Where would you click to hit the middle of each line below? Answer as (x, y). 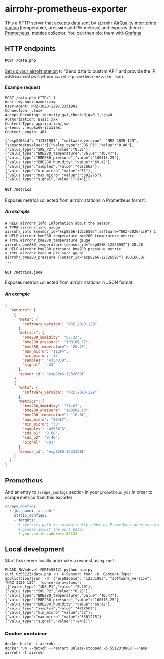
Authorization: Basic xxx (31, 119)
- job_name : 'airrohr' (32, 511)
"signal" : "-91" (39, 442)
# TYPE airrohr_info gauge (32, 227)
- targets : (25, 520)
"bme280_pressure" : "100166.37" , (57, 342)
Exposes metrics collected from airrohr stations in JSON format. (69, 282)
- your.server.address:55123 (48, 534)
